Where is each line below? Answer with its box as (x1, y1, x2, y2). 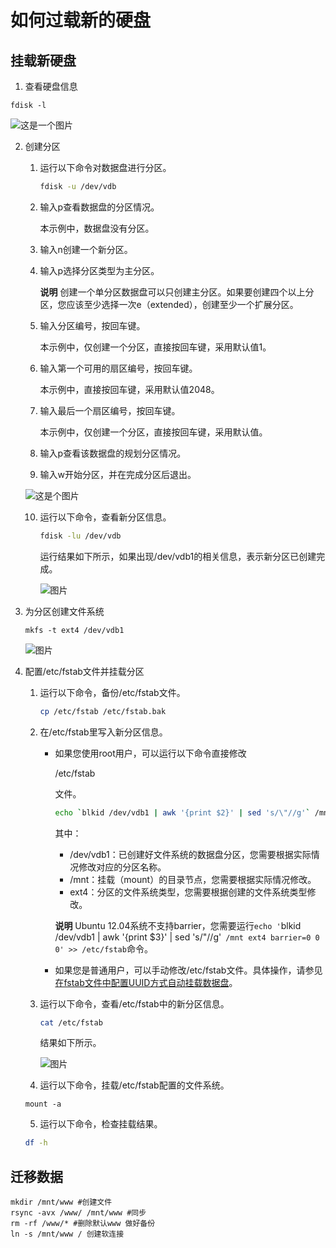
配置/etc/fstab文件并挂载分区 (24, 665, 145, 677)
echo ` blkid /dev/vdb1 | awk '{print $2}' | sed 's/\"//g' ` (54, 807, 311, 818)
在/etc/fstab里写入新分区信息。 (39, 726, 168, 738)
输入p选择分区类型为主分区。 (39, 264, 160, 276)
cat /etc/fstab (39, 1017, 103, 1028)
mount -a (24, 1099, 62, 1110)
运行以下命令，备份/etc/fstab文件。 (39, 686, 186, 698)
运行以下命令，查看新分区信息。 (39, 511, 172, 523)
